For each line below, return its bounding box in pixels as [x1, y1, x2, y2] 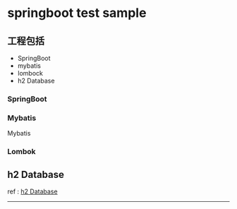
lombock [17, 69, 44, 77]
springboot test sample [7, 5, 147, 21]
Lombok [7, 147, 37, 157]
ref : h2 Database [7, 187, 58, 196]
